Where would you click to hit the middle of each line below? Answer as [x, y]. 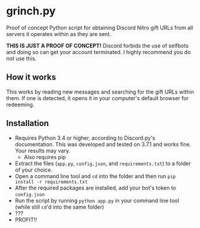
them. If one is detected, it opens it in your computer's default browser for [97, 98]
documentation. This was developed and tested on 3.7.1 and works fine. [103, 144]
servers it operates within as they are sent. [59, 34]
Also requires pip [45, 157]
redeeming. [20, 104]
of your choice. [34, 170]
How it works [31, 77]
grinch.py [31, 11]
